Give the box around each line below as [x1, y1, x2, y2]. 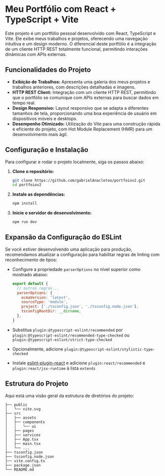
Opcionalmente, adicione [12, 346, 63, 352]
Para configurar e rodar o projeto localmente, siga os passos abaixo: [5, 159, 145, 165]
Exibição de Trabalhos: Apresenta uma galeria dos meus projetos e [12, 79, 151, 85]
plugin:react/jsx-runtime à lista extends [12, 365, 96, 371]
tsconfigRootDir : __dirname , [21, 309, 82, 314]
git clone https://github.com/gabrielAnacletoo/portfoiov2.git [12, 178, 146, 183]
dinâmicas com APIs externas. [5, 51, 67, 57]
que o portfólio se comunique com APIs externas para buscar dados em [12, 94, 159, 100]
